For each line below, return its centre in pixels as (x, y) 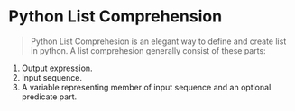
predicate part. (49, 97)
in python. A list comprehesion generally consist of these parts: (148, 50)
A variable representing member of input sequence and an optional (146, 87)
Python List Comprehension (115, 17)
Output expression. (57, 68)
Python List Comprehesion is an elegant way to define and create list (158, 41)
